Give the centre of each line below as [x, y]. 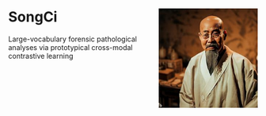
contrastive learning [41, 56]
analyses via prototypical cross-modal [70, 47]
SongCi [33, 17]
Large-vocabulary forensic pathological [72, 39]
